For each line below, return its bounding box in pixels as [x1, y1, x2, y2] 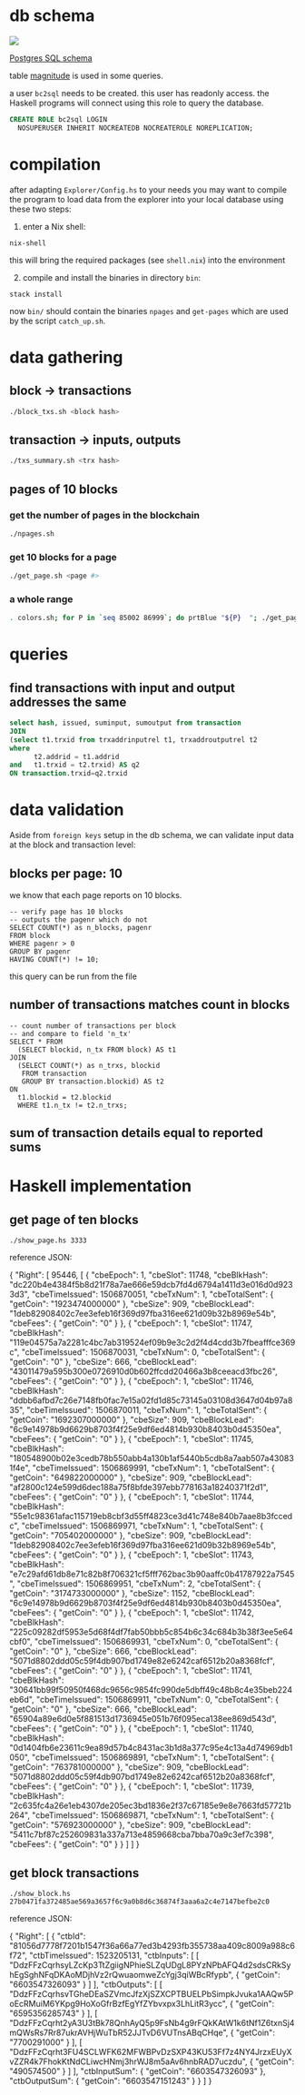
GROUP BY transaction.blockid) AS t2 [21, 1077, 165, 1086]
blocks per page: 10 [9, 865, 123, 881]
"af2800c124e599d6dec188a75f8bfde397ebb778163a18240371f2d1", [9, 1482, 269, 1493]
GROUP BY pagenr [9, 946, 71, 956]
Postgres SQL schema [9, 52, 93, 64]
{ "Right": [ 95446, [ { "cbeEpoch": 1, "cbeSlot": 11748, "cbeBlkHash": [9, 1270, 269, 1280]
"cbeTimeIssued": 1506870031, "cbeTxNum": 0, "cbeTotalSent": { [21, 1347, 266, 1358]
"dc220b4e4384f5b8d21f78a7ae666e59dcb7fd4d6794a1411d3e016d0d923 [9, 1280, 293, 1290]
